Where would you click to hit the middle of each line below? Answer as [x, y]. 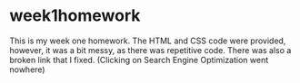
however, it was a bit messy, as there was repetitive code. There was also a [150, 50]
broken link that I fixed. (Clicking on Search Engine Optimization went [139, 60]
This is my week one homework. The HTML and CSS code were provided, [148, 41]
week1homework [75, 16]
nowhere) [27, 69]
